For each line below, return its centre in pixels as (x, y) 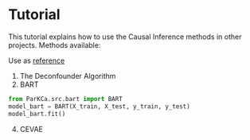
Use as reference (37, 60)
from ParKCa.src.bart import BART (66, 99)
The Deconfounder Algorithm (68, 76)
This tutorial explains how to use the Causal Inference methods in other (125, 37)
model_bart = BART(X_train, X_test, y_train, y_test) (100, 106)
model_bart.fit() (37, 114)
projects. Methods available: (55, 45)
